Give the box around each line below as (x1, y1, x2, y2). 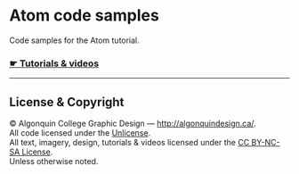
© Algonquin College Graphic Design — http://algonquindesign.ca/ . (9, 118, 256, 129)
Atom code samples (9, 5, 160, 26)
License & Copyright (9, 95, 125, 110)
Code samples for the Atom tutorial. (9, 35, 140, 46)
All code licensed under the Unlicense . (9, 128, 151, 138)
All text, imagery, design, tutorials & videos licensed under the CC (9, 137, 250, 148)
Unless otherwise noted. (9, 156, 99, 167)
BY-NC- (251, 137, 280, 148)
